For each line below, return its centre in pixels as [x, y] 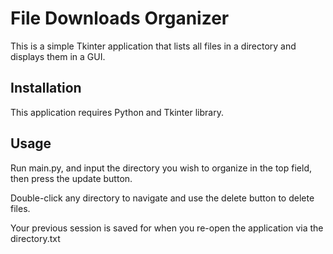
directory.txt [35, 238]
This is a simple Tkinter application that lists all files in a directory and [153, 46]
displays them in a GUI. [58, 56]
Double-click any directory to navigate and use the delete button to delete [162, 198]
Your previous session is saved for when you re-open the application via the [167, 228]
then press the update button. [71, 178]
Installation [46, 88]
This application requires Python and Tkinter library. [117, 112]
